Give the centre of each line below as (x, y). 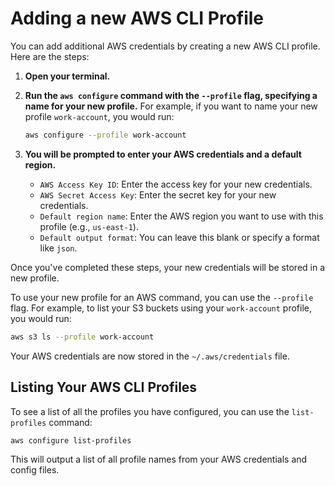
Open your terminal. (67, 76)
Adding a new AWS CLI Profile (137, 18)
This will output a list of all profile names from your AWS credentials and (159, 459)
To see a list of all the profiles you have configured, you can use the (150, 411)
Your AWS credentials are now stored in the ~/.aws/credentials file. (150, 356)
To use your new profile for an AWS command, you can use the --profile (162, 297)
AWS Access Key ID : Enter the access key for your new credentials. (176, 184)
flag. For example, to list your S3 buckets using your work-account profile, (161, 308)
